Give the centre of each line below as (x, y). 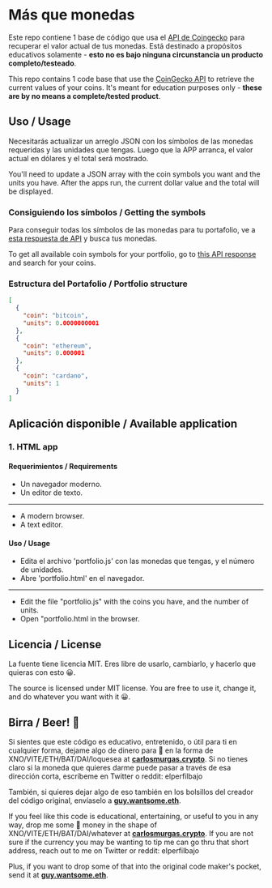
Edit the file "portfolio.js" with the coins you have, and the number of (134, 602)
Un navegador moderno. (61, 485)
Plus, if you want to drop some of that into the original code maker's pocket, (135, 866)
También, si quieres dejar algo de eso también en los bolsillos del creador (131, 792)
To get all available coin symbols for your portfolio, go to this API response (132, 254)
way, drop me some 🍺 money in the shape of (83, 825)
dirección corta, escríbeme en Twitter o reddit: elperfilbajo (106, 776)
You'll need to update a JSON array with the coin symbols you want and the (134, 174)
